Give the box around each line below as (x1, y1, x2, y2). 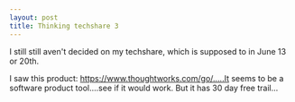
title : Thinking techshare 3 (9, 21, 119, 30)
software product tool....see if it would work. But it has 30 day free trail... (9, 82, 279, 93)
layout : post (9, 13, 59, 22)
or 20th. (9, 55, 40, 66)
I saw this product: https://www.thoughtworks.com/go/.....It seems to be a (9, 72, 284, 83)
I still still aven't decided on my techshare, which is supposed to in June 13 (9, 46, 287, 56)
